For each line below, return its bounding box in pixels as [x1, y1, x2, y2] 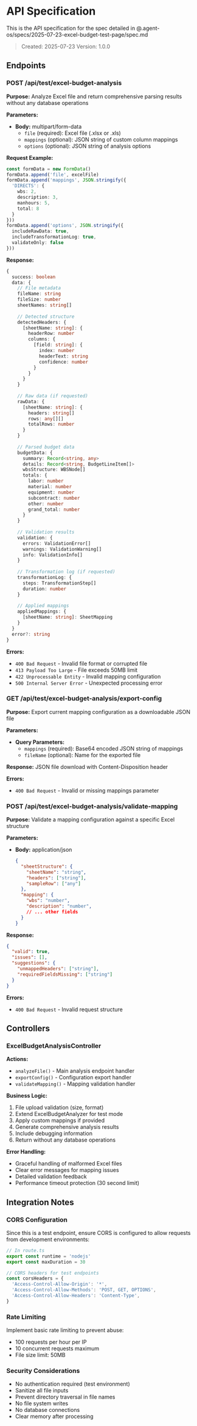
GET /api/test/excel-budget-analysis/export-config [6, 694, 162, 703]
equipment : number [28, 489, 75, 495]
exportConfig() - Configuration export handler [15, 1074, 132, 1081]
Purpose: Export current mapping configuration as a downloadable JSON [6, 708, 190, 715]
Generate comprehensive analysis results [15, 1123, 119, 1131]
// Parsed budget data [17, 444, 75, 450]
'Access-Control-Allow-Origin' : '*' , [12, 1281, 108, 1287]
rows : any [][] [28, 416, 64, 422]
